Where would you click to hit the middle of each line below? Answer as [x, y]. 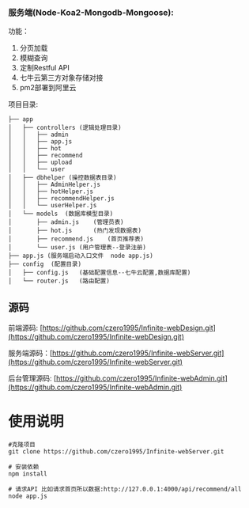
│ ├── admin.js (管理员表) [66, 222]
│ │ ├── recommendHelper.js [61, 199]
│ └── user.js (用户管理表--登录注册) [77, 248]
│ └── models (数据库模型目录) [61, 214]
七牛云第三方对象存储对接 [61, 78]
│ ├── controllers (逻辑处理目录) [65, 128]
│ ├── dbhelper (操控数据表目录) [62, 178]
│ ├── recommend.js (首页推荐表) [76, 239]
